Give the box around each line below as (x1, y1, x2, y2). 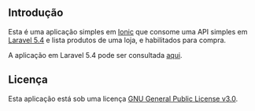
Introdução (8, 6, 64, 20)
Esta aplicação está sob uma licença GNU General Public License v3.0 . (8, 94, 238, 103)
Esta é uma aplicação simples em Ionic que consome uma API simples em (8, 27, 248, 36)
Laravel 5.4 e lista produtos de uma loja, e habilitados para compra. (8, 35, 227, 45)
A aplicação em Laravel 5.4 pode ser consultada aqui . (8, 50, 183, 59)
